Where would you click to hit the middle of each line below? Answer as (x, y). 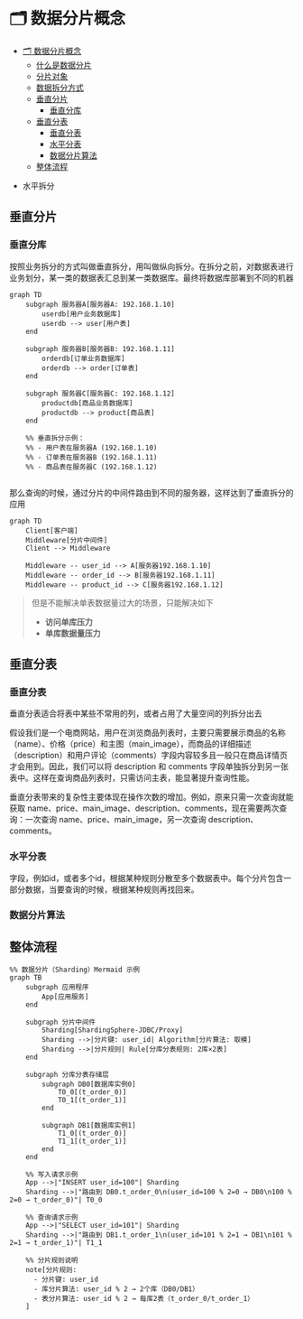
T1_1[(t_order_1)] (92, 1142)
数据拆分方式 (60, 88)
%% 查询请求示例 (52, 1218)
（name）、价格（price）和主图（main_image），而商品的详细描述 (130, 744)
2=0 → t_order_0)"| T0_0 (56, 1200)
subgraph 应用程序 (57, 988)
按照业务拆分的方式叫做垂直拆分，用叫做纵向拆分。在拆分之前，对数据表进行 (151, 266)
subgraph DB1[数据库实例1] (89, 1126)
